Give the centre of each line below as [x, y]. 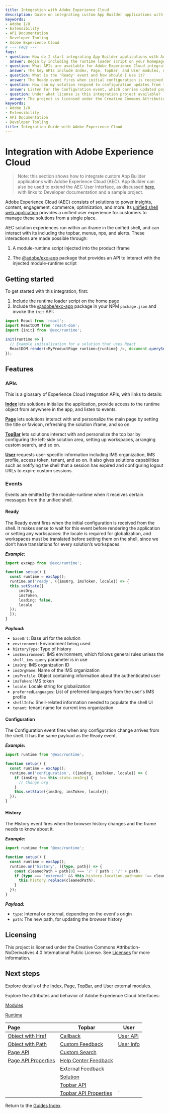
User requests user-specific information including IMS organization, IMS [80, 455]
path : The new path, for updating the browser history [67, 919]
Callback [70, 1036]
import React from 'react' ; [35, 321]
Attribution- [129, 947]
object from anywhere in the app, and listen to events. [61, 409]
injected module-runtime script [45, 263]
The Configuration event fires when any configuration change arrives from [82, 730]
